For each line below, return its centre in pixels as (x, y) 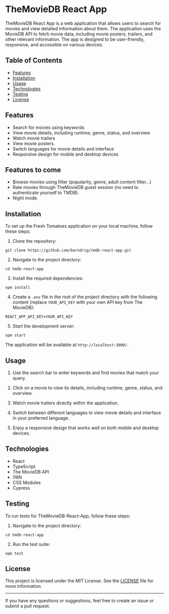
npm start (16, 335)
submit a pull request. (28, 606)
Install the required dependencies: (48, 279)
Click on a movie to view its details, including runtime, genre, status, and (87, 388)
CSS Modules (27, 483)
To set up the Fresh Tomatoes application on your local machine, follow (79, 226)
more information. (24, 586)
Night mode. (25, 198)
